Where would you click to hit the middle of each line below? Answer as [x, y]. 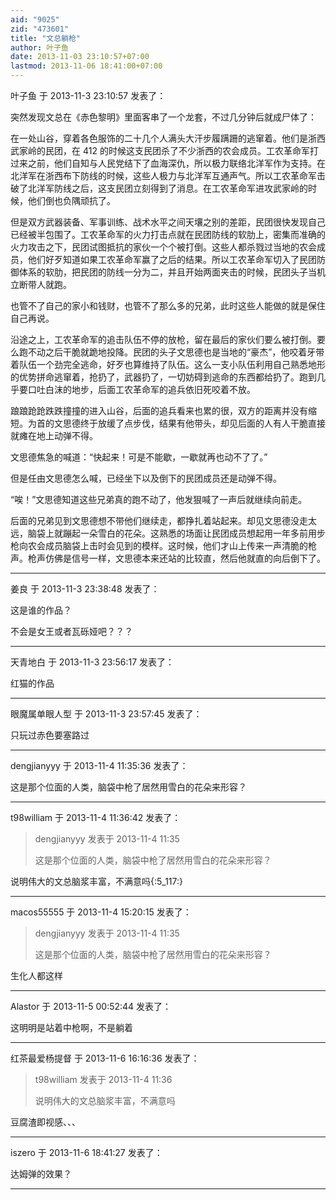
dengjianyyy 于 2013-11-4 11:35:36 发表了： [99, 765]
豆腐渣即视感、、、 [45, 1122]
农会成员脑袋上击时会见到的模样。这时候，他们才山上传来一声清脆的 [167, 545]
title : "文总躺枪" [46, 38]
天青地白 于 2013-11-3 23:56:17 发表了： [92, 662]
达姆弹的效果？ [41, 1174]
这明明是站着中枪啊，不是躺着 [71, 1027]
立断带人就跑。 [41, 284]
